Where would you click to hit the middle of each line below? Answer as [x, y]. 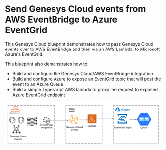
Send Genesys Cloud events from [76, 9]
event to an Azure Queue [38, 84]
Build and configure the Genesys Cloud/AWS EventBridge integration [83, 73]
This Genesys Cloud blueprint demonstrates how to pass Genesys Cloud [79, 44]
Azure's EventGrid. [24, 54]
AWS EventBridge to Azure [61, 20]
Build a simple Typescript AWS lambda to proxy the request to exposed [85, 89]
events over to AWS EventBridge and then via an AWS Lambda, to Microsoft [83, 49]
